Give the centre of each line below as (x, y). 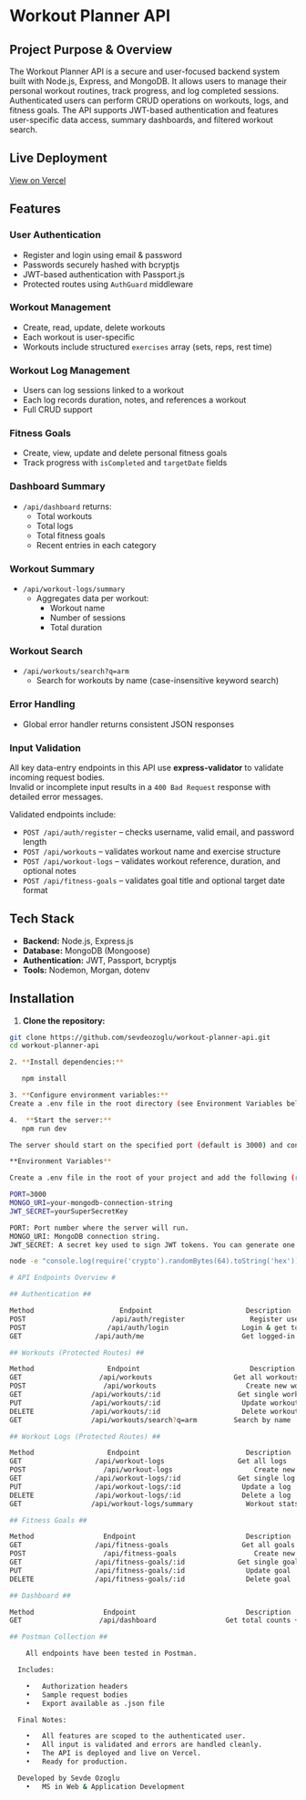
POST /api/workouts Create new (148, 1386)
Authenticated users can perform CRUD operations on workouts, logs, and (149, 100)
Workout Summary (52, 568)
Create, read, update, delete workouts (94, 327)
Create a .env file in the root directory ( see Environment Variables (146, 1103)
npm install (44, 1079)
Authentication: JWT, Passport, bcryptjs (100, 960)
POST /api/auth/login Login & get (148, 1327)
